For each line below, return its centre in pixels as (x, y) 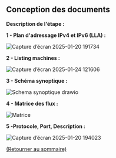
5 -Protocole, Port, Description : (46, 126)
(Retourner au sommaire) (37, 149)
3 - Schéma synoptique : (37, 80)
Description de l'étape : (35, 23)
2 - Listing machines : (33, 58)
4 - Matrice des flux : (32, 103)
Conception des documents (58, 10)
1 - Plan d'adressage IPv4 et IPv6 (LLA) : (56, 35)
